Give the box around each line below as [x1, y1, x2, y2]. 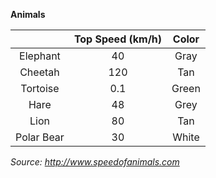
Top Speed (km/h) [73, 32, 163, 46]
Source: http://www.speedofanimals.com [10, 156, 180, 168]
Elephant [19, 49, 61, 63]
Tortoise [20, 82, 60, 95]
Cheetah [19, 65, 60, 79]
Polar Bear [15, 130, 65, 144]
